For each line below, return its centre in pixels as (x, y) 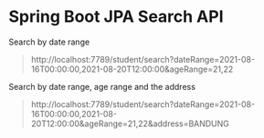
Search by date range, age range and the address (102, 86)
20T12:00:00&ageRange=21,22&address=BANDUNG (130, 123)
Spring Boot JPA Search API (116, 17)
